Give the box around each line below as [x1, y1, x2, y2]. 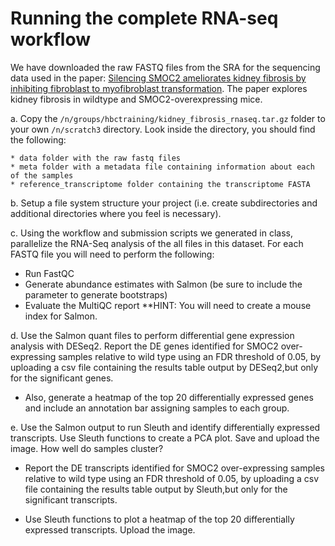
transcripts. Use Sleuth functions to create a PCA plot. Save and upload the [10, 432, 320, 444]
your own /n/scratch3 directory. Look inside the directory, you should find [10, 123, 316, 135]
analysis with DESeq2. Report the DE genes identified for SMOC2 [10, 340, 279, 352]
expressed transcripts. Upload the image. [24, 523, 196, 536]
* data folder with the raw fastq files [10, 153, 182, 163]
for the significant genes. [10, 372, 114, 384]
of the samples [10, 170, 74, 181]
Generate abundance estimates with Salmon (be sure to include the [24, 278, 303, 290]
